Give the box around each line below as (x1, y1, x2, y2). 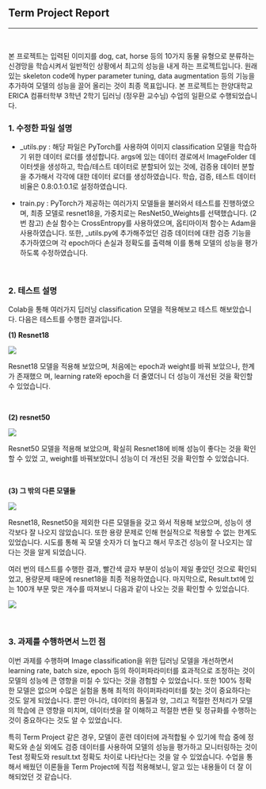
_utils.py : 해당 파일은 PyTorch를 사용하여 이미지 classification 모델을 (19, 142, 236, 151)
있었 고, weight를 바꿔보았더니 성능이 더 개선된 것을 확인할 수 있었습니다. (25, 454, 249, 463)
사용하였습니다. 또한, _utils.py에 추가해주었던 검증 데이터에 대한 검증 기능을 (19, 228, 252, 238)
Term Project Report (8, 6, 110, 20)
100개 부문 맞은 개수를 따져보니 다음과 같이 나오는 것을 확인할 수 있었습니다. (16, 584, 249, 594)
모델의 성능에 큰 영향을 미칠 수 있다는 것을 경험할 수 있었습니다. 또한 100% (8, 676, 237, 685)
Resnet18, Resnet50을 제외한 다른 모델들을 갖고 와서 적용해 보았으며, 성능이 (8, 518, 244, 527)
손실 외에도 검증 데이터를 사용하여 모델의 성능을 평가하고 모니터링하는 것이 (28, 741, 258, 752)
